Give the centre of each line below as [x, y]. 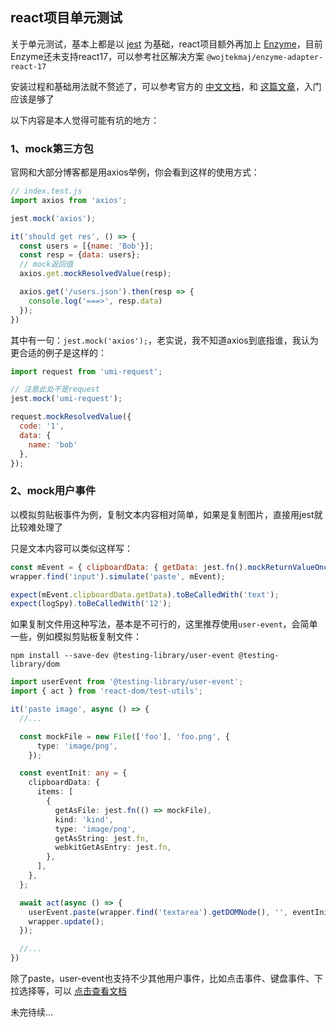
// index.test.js [46, 191]
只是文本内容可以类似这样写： [71, 548]
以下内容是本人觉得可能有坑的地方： [85, 120]
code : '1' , [42, 426]
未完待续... [32, 1012]
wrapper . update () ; [66, 921]
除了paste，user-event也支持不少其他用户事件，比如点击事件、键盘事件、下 [167, 979]
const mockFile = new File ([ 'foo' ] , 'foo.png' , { [124, 736]
